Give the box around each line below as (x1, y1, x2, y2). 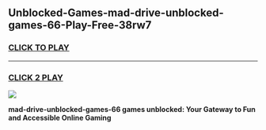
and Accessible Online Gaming (8, 113, 112, 122)
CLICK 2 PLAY (8, 72, 63, 83)
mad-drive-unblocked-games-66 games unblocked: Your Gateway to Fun (8, 104, 256, 113)
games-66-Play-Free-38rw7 (8, 19, 152, 32)
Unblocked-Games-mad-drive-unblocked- (8, 6, 224, 20)
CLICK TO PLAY (8, 43, 70, 54)
